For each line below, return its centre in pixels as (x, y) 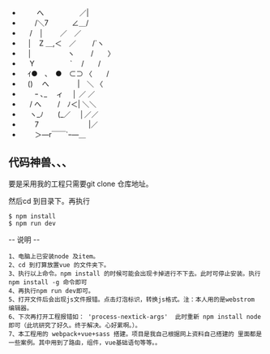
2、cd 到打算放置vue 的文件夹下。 (59, 265)
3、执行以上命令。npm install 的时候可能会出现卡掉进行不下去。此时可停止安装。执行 (135, 274)
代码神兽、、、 (41, 163)
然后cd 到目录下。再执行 (49, 201)
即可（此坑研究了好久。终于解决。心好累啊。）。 (75, 325)
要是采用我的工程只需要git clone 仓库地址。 (81, 183)
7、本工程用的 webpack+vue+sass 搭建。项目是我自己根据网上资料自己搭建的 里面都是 (135, 334)
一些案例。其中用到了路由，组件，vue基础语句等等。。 (85, 343)
